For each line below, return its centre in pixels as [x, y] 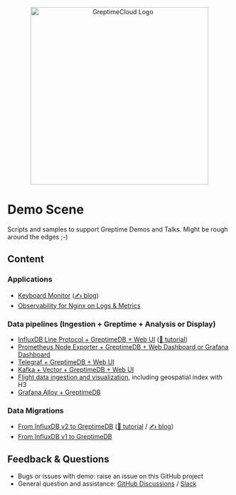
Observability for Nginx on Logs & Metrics [79, 305]
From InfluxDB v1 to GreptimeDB [65, 437]
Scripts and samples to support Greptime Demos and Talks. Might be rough [118, 229]
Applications [30, 279]
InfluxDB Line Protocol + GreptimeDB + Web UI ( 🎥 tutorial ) [103, 339]
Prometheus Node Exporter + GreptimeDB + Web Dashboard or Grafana [123, 347]
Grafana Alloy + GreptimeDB [59, 392]
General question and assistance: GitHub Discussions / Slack [107, 484]
